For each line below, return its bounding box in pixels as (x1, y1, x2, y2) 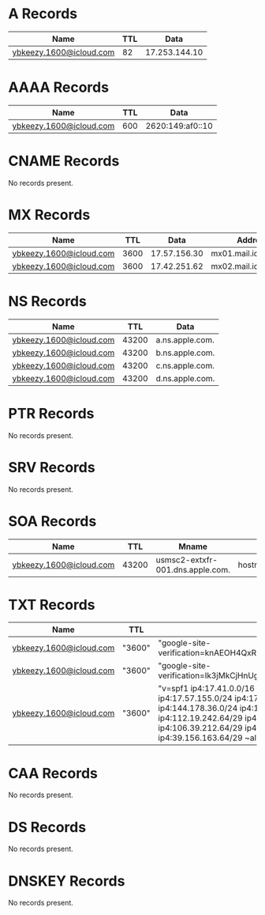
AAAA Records (8, 78, 109, 96)
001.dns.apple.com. (155, 564, 230, 575)
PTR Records (8, 404, 95, 422)
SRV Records (8, 458, 96, 476)
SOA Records (8, 512, 97, 530)
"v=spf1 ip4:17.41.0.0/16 (157, 683, 255, 694)
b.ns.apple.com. (155, 347, 215, 358)
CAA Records (8, 764, 99, 782)
